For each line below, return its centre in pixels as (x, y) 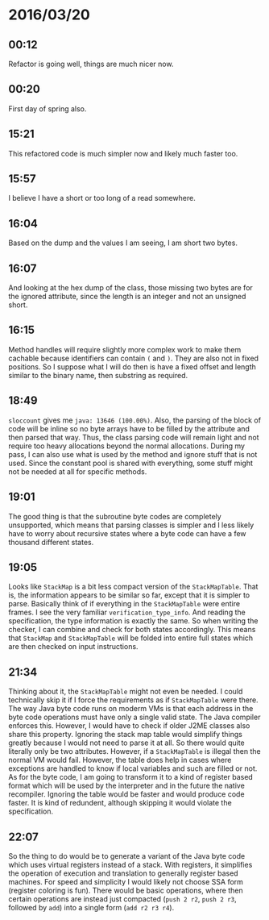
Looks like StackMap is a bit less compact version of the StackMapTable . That (133, 587)
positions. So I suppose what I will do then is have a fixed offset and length (132, 366)
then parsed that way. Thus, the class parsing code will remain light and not (134, 437)
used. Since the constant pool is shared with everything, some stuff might (131, 463)
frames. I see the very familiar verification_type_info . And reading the (127, 612)
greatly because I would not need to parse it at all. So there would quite (126, 743)
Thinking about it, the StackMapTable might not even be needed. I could (126, 692)
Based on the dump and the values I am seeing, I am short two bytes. (123, 243)
